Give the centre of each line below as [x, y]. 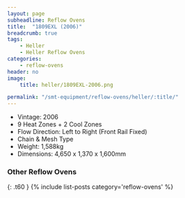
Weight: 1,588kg [40, 147]
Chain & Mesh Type [45, 139]
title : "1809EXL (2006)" [45, 26]
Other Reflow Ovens [42, 172]
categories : [24, 59]
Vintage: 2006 [38, 117]
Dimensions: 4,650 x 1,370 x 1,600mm [72, 154]
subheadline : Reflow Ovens [46, 20]
